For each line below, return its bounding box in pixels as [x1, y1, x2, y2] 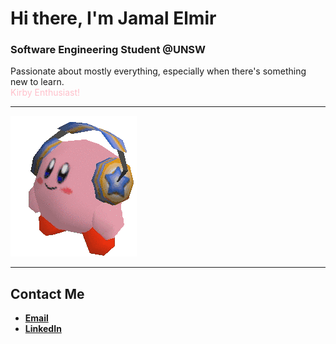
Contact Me [10, 285, 85, 302]
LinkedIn [24, 323, 62, 335]
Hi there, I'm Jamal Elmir [10, 7, 217, 30]
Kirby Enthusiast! [10, 87, 81, 99]
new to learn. [10, 76, 65, 88]
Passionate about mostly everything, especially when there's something [10, 65, 307, 77]
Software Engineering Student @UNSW [10, 43, 207, 57]
